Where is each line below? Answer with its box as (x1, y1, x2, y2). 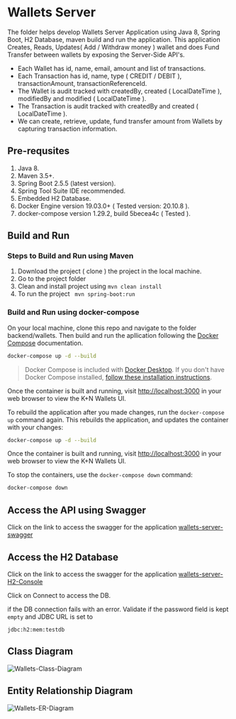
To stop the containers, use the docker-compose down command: (7, 471, 193, 479)
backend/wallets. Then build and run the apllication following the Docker (7, 331, 219, 339)
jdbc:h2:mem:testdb (7, 626, 65, 633)
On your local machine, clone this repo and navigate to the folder (7, 324, 197, 332)
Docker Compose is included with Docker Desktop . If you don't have (24, 365, 225, 373)
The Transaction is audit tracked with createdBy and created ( (17, 101, 198, 110)
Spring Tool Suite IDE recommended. (17, 186, 126, 195)
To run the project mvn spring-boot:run (17, 290, 136, 298)
